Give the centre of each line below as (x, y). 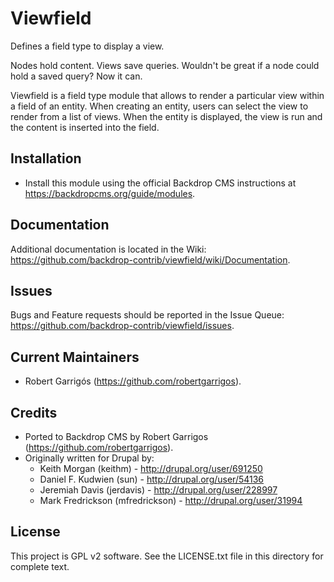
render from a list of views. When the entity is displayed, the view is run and (166, 116)
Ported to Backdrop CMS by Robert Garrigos (116, 436)
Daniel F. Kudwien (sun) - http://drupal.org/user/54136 (152, 479)
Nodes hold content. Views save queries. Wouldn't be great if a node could (165, 65)
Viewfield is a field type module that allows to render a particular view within (167, 95)
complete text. (40, 566)
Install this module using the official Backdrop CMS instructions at (160, 183)
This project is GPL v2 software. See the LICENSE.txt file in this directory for (167, 556)
